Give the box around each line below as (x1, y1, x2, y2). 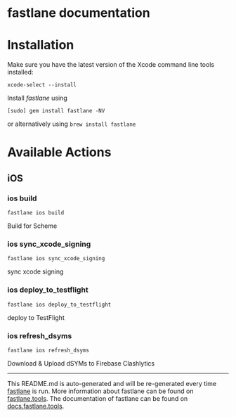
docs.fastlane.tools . (7, 402, 65, 410)
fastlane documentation (7, 5, 150, 21)
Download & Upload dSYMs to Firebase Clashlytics (7, 359, 155, 367)
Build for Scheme (7, 222, 58, 230)
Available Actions (7, 144, 112, 160)
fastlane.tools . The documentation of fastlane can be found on (7, 394, 188, 402)
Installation (7, 37, 74, 53)
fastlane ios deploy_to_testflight (7, 301, 112, 308)
